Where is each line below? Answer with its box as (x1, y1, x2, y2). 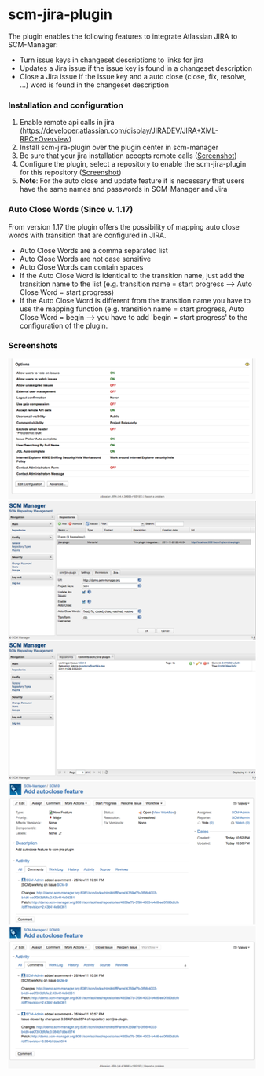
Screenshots (8, 340, 58, 351)
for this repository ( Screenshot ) (19, 167, 122, 178)
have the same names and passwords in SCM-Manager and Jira (19, 185, 228, 194)
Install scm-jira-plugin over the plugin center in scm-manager (19, 143, 218, 152)
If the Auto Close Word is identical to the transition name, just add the (19, 270, 245, 280)
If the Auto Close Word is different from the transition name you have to (19, 296, 251, 305)
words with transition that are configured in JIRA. (8, 230, 167, 240)
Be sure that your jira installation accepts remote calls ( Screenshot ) (19, 151, 237, 160)
